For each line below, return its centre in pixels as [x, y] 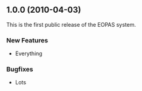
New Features [27, 40]
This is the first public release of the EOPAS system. [71, 24]
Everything [29, 53]
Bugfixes [20, 69]
